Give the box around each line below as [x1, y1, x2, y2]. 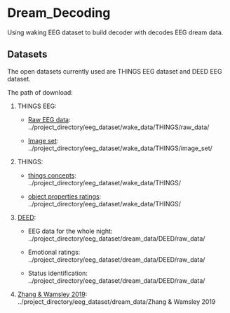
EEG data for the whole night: [27, 227, 113, 235]
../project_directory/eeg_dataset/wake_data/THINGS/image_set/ [27, 144, 212, 152]
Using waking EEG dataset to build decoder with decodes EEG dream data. [7, 28, 224, 36]
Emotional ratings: [27, 248, 81, 256]
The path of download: [7, 88, 74, 96]
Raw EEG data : [27, 115, 71, 124]
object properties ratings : [27, 192, 102, 201]
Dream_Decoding [7, 5, 111, 21]
